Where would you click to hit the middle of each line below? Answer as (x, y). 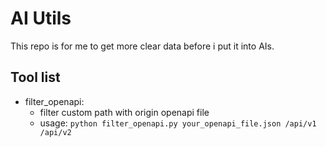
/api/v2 (55, 132)
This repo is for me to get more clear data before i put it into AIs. (142, 46)
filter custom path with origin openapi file (124, 112)
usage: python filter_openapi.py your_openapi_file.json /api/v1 (178, 123)
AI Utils (41, 18)
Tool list (35, 77)
